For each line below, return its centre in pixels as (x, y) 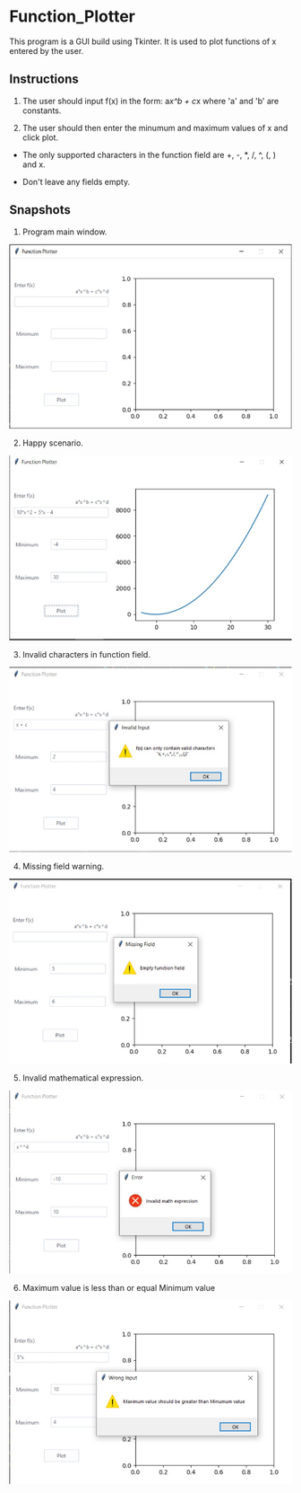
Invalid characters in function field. (86, 654)
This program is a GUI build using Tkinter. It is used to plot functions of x (143, 41)
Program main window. (64, 232)
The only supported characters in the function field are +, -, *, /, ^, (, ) (149, 155)
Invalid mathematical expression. (83, 1078)
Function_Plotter (73, 17)
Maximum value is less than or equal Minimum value (119, 1288)
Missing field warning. (63, 866)
